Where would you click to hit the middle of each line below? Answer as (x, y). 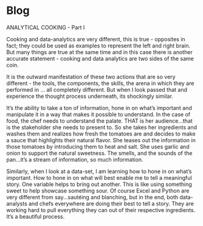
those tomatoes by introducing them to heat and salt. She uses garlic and (98, 146)
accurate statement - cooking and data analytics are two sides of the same (100, 58)
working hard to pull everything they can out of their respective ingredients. (101, 210)
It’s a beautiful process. (36, 216)
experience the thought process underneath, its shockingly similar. (90, 96)
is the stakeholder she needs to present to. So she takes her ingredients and (102, 127)
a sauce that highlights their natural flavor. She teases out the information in (101, 140)
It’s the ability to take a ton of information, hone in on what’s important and (99, 108)
